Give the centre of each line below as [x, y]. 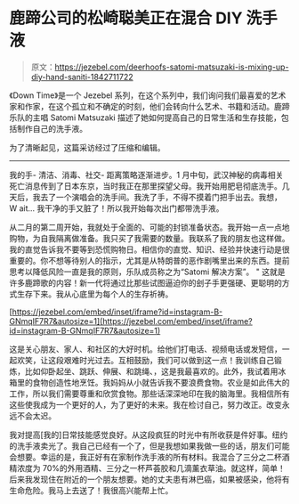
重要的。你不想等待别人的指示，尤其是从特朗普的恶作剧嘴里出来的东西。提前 [149, 260]
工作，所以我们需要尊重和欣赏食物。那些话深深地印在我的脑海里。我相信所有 [149, 394]
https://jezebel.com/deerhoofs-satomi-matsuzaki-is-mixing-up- [172, 67]
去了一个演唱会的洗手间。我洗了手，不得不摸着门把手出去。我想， [161, 197]
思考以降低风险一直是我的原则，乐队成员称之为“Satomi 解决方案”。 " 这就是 [148, 272]
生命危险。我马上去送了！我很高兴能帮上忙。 [91, 490]
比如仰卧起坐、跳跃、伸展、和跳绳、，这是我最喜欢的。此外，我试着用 [151, 371]
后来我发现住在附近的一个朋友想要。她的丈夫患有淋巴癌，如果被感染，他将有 [149, 479]
